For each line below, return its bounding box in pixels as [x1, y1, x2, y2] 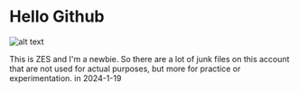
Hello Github [9, 6, 106, 27]
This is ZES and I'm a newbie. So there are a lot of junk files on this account [9, 53, 290, 64]
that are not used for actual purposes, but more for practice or [9, 63, 241, 74]
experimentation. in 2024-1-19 [9, 72, 122, 83]
